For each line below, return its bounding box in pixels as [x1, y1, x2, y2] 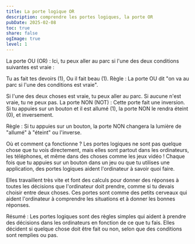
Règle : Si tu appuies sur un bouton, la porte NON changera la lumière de [6, 123, 182, 130]
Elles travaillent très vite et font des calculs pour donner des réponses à [6, 177, 179, 184]
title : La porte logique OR [6, 8, 75, 15]
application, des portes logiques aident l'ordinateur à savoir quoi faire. [6, 165, 175, 172]
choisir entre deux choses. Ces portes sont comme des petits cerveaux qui [6, 189, 187, 196]
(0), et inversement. [6, 111, 54, 118]
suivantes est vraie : [6, 63, 54, 70]
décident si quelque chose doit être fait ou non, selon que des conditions [6, 225, 183, 232]
